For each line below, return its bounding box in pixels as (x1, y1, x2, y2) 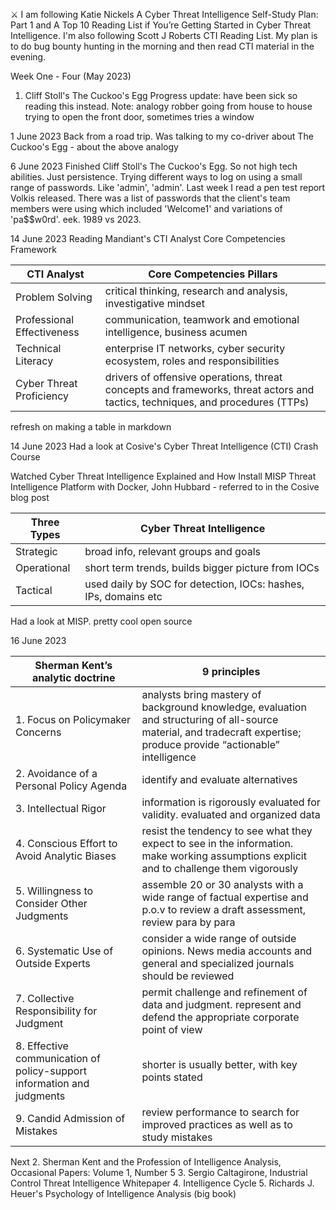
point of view (141, 1023, 203, 1036)
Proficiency (15, 389, 69, 403)
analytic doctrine (31, 671, 116, 684)
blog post (10, 492, 50, 503)
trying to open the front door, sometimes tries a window (24, 111, 255, 123)
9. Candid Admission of (15, 1112, 126, 1125)
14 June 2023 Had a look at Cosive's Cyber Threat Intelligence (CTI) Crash (10, 440, 319, 452)
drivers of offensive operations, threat (104, 370, 283, 384)
